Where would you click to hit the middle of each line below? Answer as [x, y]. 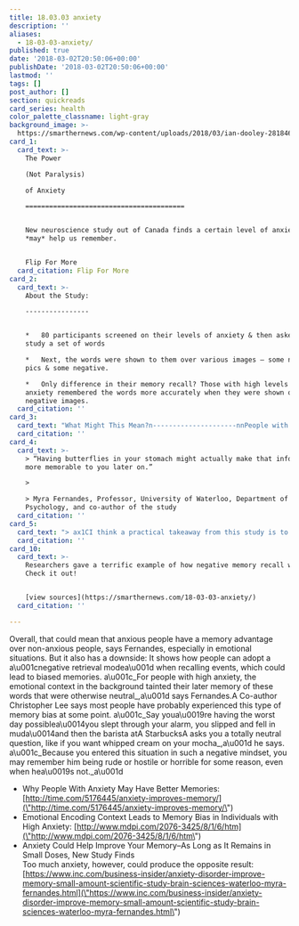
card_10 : [25, 548]
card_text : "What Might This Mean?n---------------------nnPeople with [153, 426]
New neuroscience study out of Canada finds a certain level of [147, 231]
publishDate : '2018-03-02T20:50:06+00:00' [89, 68]
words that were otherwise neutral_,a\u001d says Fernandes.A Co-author [143, 695]
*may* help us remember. [71, 239]
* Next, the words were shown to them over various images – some [155, 360]
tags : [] [25, 84]
